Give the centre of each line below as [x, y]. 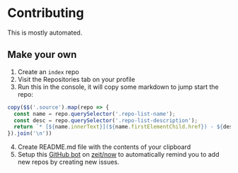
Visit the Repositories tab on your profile [76, 79]
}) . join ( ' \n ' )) [30, 133]
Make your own [42, 55]
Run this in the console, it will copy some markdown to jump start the [118, 87]
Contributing [46, 13]
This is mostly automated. [45, 32]
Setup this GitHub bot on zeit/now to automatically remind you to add [118, 155]
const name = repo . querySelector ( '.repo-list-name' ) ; [95, 114]
